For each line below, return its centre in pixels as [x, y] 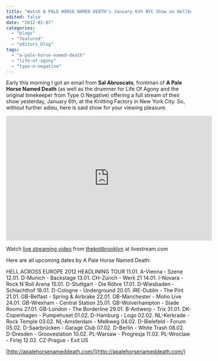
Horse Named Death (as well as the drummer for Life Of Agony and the [93, 89]
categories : [21, 28]
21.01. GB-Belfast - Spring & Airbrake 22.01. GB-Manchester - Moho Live [94, 296]
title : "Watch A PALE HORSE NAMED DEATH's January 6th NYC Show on [90, 11]
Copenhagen [22, 315]
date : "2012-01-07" [30, 22]
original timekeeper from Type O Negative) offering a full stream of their [93, 95]
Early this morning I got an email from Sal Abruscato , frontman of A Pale [94, 83]
